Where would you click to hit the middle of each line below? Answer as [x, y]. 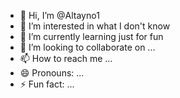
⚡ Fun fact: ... [47, 84]
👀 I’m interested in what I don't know [95, 26]
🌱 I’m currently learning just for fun [91, 36]
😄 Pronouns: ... [52, 73]
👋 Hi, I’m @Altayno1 [59, 15]
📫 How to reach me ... [66, 58]
